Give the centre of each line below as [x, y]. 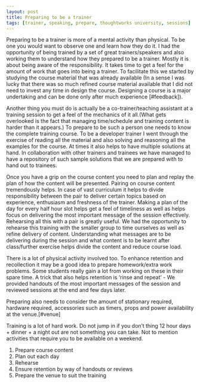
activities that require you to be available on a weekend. [75, 338]
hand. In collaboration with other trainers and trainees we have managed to [99, 153]
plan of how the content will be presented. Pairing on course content [90, 183]
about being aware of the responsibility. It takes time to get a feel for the [95, 65]
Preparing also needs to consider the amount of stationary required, [90, 301]
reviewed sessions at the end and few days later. [66, 290]
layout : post [22, 12]
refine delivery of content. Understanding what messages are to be [89, 234]
